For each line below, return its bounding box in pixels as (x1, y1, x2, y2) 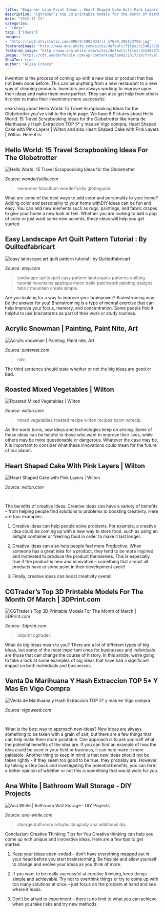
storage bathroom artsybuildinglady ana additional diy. (17, 821, 127, 827)
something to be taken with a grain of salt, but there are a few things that (5, 731, 151, 737)
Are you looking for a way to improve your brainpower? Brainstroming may (5, 294, 155, 300)
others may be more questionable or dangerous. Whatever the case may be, (5, 437, 159, 443)
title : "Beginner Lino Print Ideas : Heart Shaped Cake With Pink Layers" (5, 7, 161, 12)
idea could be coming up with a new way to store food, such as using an (12, 528, 158, 534)
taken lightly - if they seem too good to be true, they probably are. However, (5, 757, 158, 763)
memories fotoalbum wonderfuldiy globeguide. (17, 185, 112, 191)
